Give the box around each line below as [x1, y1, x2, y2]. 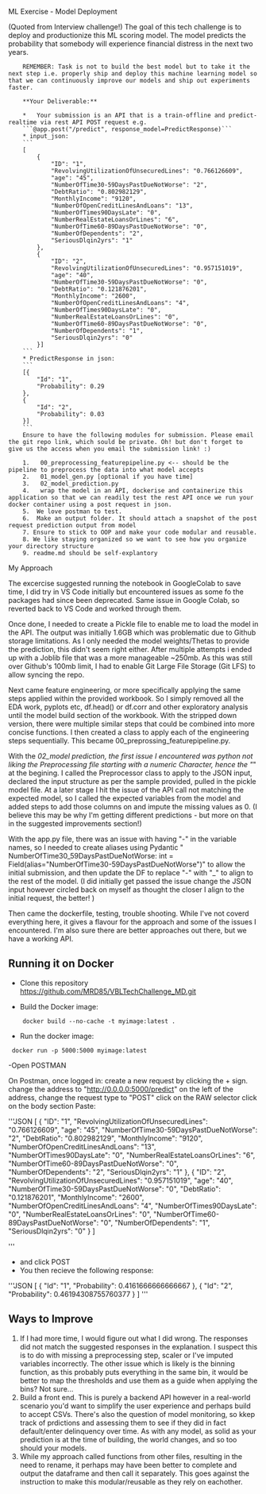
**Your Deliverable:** [22, 98, 98, 106]
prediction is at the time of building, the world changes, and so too [19, 1434, 237, 1444]
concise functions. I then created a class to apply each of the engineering [8, 728, 249, 737]
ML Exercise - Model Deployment [8, 7, 118, 16]
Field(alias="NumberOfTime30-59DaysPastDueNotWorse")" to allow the [8, 859, 246, 869]
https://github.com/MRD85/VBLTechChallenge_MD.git [19, 986, 197, 996]
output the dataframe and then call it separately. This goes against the [19, 1469, 250, 1478]
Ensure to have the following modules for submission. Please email [22, 431, 254, 439]
